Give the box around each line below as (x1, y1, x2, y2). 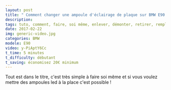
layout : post (5, 7, 33, 13)
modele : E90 (5, 41, 31, 46)
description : (5, 17, 33, 22)
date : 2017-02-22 (5, 27, 42, 32)
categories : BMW (5, 36, 40, 41)
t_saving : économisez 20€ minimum (5, 60, 79, 65)
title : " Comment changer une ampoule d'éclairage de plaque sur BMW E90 (5, 12, 165, 17)
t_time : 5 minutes (5, 50, 44, 55)
